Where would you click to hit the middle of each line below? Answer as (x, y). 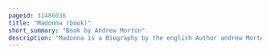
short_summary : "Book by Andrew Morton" (77, 30)
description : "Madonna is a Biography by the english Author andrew (125, 38)
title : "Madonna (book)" (50, 23)
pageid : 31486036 (37, 15)
